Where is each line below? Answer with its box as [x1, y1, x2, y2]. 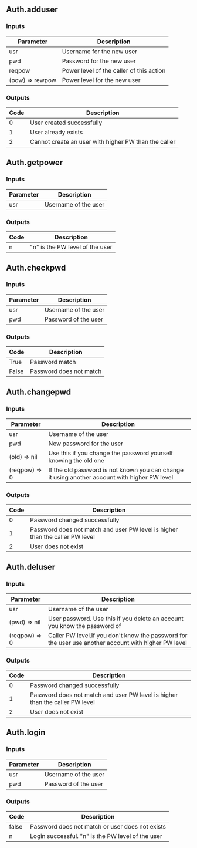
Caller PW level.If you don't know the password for [47, 631, 188, 639]
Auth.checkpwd [6, 263, 66, 273]
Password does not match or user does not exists [30, 822, 166, 830]
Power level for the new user [62, 76, 141, 84]
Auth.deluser [6, 562, 56, 572]
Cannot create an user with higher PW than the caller [30, 137, 176, 146]
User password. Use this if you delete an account [47, 614, 184, 623]
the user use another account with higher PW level [47, 638, 188, 647]
